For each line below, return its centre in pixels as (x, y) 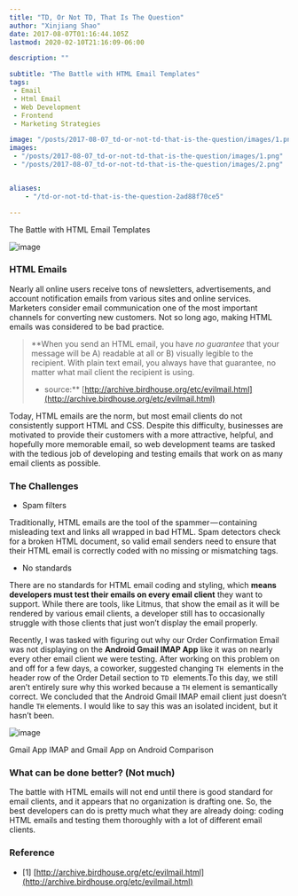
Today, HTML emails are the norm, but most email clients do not (126, 416)
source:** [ (64, 389)
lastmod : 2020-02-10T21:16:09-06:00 (77, 42)
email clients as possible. (55, 463)
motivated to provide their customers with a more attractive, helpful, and (141, 435)
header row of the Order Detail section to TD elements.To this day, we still (143, 678)
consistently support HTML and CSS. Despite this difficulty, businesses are (146, 425)
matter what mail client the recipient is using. (113, 372)
